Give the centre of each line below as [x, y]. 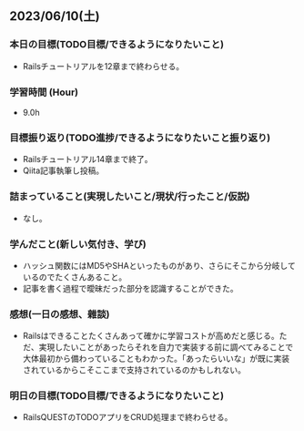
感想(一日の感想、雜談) [60, 314]
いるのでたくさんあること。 [75, 277]
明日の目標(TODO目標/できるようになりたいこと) [117, 396]
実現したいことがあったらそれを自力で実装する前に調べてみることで [166, 347]
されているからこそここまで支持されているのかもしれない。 [134, 370]
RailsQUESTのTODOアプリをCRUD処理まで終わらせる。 [127, 417]
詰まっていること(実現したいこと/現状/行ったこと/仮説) [130, 197]
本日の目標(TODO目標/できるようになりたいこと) [117, 45]
